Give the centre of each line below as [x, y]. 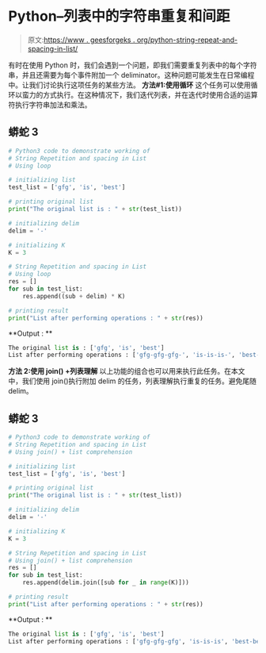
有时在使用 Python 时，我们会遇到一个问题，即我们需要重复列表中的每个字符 [133, 65]
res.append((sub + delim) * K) [74, 296]
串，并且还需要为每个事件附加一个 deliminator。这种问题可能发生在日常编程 [131, 75]
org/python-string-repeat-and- [187, 40]
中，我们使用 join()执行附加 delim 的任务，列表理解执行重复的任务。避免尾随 [133, 381]
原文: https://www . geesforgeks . [81, 40]
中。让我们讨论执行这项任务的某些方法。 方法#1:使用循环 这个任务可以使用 [129, 85]
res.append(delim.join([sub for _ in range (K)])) [106, 583]
